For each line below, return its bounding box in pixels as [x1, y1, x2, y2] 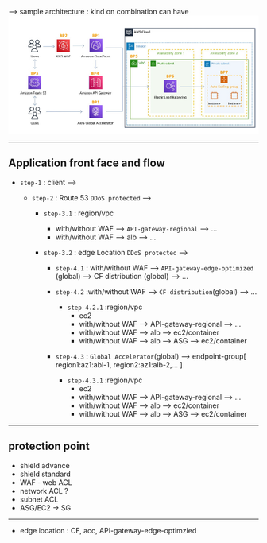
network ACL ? [19, 486, 69, 495]
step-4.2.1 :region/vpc [67, 302, 143, 312]
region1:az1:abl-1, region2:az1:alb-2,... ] [55, 359, 183, 369]
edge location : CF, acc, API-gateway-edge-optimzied [19, 526, 197, 535]
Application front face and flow [8, 157, 165, 170]
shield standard [19, 469, 72, 479]
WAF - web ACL [19, 477, 73, 487]
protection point [8, 440, 90, 453]
